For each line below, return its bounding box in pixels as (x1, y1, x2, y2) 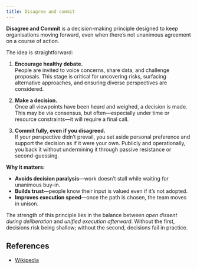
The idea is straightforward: (6, 48, 74, 56)
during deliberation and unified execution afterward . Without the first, (6, 218, 175, 225)
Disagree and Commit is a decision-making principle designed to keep (6, 25, 179, 32)
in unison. (14, 200, 39, 207)
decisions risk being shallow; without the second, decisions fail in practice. (6, 224, 188, 231)
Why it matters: (6, 163, 45, 170)
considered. (14, 85, 44, 92)
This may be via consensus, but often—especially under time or (14, 109, 170, 116)
